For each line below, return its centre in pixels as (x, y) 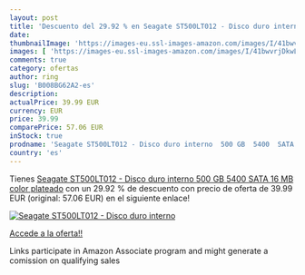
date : (20, 34)
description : (34, 93)
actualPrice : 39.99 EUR (54, 102)
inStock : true (36, 136)
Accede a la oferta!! (46, 233)
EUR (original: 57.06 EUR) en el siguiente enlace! (100, 198)
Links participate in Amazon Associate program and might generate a (139, 250)
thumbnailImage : (40, 43)
